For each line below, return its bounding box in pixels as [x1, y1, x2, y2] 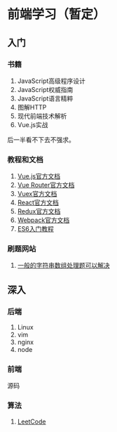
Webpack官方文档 [17, 216, 70, 225]
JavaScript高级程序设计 [17, 77, 86, 85]
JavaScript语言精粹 [17, 94, 74, 103]
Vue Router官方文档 [17, 181, 75, 190]
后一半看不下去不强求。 [7, 135, 75, 144]
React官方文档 [17, 198, 60, 207]
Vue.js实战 [17, 120, 48, 129]
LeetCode [17, 417, 46, 426]
